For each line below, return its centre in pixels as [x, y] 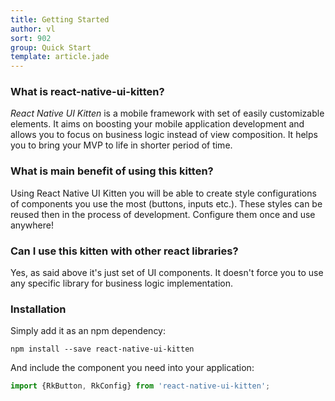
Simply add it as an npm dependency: [88, 331]
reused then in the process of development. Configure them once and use [163, 214]
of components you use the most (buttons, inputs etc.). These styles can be [166, 203]
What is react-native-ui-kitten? [87, 92]
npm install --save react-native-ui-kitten [102, 349]
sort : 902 [31, 38]
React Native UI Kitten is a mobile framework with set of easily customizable [167, 113]
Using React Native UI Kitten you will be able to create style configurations [163, 193]
